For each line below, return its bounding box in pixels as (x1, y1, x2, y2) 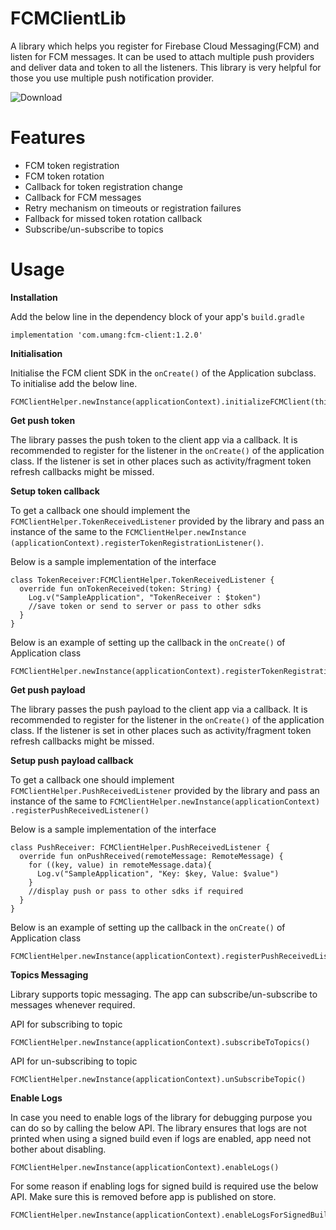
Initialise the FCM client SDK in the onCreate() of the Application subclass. (10, 367, 317, 379)
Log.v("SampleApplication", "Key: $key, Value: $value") (36, 868, 280, 879)
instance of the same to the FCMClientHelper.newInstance (10, 525, 247, 537)
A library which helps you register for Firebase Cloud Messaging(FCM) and (10, 40, 320, 52)
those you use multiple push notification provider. (10, 72, 215, 84)
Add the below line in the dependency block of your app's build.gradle (10, 310, 305, 322)
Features (10, 127, 86, 149)
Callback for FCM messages (24, 191, 142, 203)
